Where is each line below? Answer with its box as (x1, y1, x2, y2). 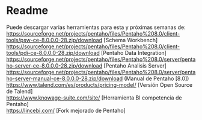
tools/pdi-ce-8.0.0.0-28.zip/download (6, 49, 100, 56)
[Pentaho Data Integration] (101, 49, 167, 56)
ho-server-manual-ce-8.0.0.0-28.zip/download (6, 75, 123, 82)
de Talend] (6, 87, 33, 95)
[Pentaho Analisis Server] (103, 62, 167, 69)
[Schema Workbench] (103, 36, 158, 43)
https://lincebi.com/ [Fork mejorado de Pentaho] (6, 107, 126, 114)
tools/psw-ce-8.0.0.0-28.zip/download (6, 36, 103, 43)
